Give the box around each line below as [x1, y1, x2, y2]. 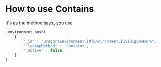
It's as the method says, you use [5, 20, 73, 26]
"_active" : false [23, 48, 62, 53]
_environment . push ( [5, 29, 46, 34]
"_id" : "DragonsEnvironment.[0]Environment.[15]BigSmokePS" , [23, 39, 157, 44]
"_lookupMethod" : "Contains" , [23, 43, 89, 48]
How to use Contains [5, 3, 94, 15]
